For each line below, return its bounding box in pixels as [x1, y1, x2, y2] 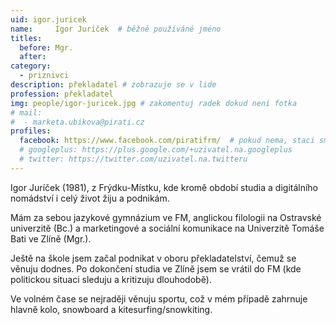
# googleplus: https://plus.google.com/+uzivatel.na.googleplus [19, 145, 293, 155]
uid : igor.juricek [10, 14, 87, 25]
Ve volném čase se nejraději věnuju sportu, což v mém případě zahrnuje [10, 292, 308, 305]
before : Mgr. [19, 42, 74, 53]
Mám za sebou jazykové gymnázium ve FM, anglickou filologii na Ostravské [10, 211, 322, 223]
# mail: [10, 107, 43, 118]
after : [19, 52, 47, 62]
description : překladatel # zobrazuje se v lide [10, 80, 217, 90]
